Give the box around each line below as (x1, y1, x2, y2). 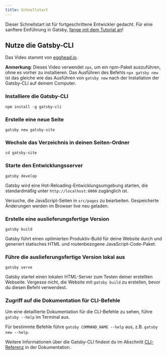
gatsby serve (5, 265, 33, 270)
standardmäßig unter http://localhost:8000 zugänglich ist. (5, 187, 129, 194)
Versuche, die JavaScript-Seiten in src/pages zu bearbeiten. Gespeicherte (5, 197, 159, 203)
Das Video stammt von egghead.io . (5, 54, 78, 60)
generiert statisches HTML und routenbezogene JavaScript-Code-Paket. (5, 241, 156, 247)
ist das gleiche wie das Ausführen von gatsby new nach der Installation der (5, 75, 159, 81)
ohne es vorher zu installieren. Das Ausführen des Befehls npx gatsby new (5, 69, 158, 76)
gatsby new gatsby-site (5, 127, 55, 132)
